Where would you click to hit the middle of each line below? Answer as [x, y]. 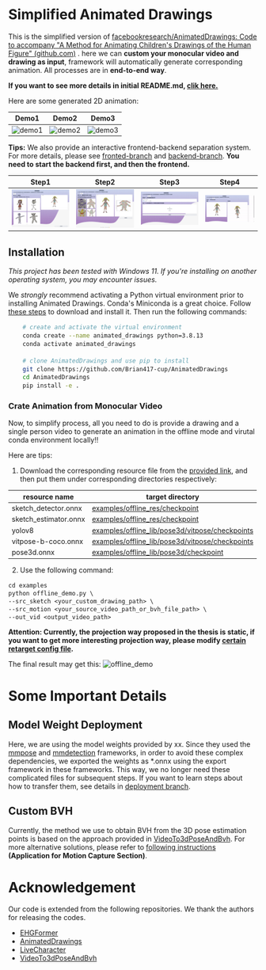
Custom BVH [41, 811]
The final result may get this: [55, 664]
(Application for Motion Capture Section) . [78, 855]
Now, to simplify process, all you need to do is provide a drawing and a [123, 423]
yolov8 [23, 530]
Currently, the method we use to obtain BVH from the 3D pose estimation [127, 830]
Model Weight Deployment [75, 725]
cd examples [28, 585]
